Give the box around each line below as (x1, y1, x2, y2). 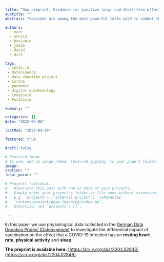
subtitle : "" (5, 12, 32, 17)
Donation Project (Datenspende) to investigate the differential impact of (5, 227, 149, 233)
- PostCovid (7, 97, 32, 102)
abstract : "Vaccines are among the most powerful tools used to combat (5, 16, 154, 21)
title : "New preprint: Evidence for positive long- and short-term (5, 7, 145, 12)
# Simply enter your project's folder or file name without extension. (5, 190, 159, 195)
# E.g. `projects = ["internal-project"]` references (5, 195, 121, 200)
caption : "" (5, 168, 29, 173)
